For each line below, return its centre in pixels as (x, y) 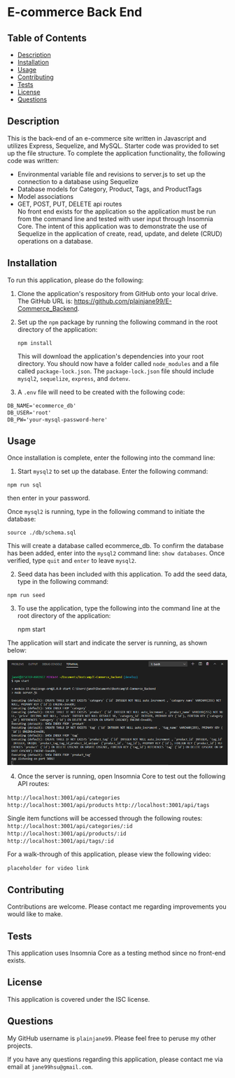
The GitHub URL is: (45, 301)
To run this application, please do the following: (76, 280)
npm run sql (24, 485)
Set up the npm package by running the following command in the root (117, 322)
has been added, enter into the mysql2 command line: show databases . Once (116, 553)
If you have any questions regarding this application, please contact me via (115, 1059)
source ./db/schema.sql (42, 533)
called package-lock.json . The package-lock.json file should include (116, 371)
